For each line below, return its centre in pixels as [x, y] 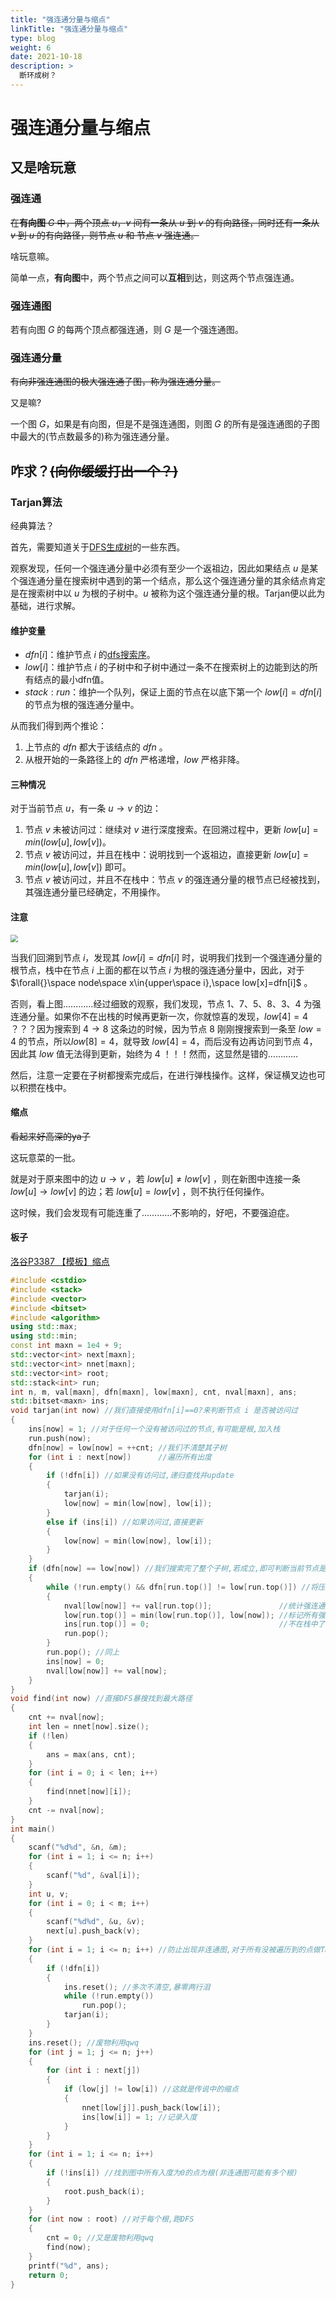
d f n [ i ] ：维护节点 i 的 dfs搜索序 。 [90, 655]
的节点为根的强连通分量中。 [82, 705]
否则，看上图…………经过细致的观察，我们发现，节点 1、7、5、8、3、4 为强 [166, 1003]
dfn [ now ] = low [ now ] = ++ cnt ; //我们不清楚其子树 [127, 1447]
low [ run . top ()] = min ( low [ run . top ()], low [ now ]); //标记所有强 [194, 1615]
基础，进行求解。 [45, 606]
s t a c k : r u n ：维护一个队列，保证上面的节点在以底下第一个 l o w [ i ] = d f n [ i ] [173, 692]
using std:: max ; [44, 1327]
